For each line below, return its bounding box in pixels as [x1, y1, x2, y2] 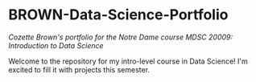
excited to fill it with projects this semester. [8, 64, 151, 74]
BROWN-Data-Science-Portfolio [8, 6, 229, 24]
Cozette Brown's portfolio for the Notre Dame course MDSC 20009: [8, 32, 233, 42]
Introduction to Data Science [8, 40, 104, 50]
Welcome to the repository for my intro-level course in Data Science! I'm [8, 56, 248, 66]
